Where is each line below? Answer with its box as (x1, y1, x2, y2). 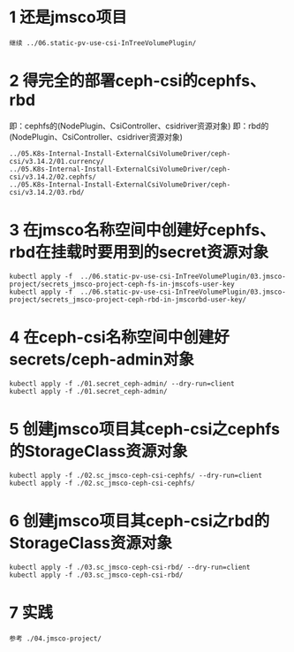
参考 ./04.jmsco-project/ (9, 633, 102, 643)
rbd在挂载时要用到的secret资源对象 (9, 242, 269, 263)
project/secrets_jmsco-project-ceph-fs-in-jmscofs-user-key (9, 280, 236, 288)
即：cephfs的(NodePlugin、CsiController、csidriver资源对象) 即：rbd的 (9, 120, 269, 131)
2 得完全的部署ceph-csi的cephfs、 (9, 71, 266, 91)
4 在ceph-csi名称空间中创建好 (9, 327, 230, 347)
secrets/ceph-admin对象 (9, 349, 194, 369)
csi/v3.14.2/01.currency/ (9, 157, 104, 165)
